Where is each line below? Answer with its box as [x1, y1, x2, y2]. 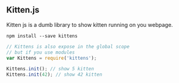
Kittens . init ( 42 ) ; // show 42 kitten [6, 71, 103, 78]
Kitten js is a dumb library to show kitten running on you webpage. [6, 21, 173, 28]
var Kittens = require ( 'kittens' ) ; [6, 55, 97, 61]
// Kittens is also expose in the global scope [6, 43, 130, 49]
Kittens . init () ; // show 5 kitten [6, 66, 95, 72]
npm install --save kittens [6, 33, 78, 39]
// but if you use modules [6, 49, 75, 56]
